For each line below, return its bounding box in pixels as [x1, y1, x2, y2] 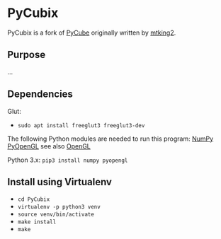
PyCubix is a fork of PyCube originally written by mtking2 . [7, 28, 176, 37]
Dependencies [7, 88, 73, 100]
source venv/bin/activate [17, 211, 94, 218]
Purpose [7, 49, 46, 61]
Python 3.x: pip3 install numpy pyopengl [7, 156, 128, 164]
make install [17, 218, 57, 226]
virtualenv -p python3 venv [17, 204, 101, 211]
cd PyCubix [17, 196, 50, 203]
